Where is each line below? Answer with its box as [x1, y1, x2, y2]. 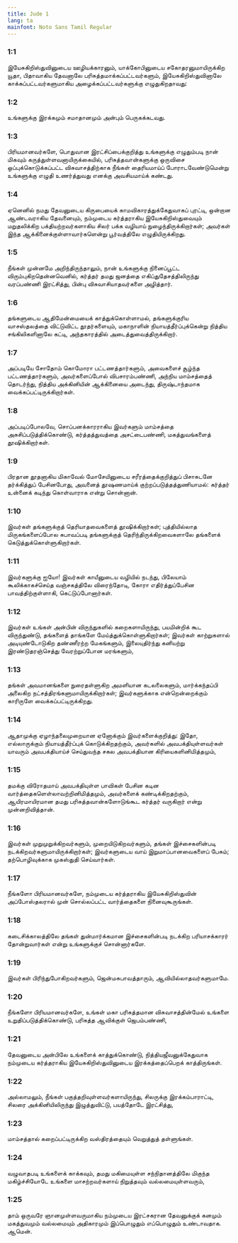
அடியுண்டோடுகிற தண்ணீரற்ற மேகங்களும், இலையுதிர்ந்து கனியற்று [7, 638, 186, 647]
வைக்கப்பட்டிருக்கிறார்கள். [7, 387, 75, 397]
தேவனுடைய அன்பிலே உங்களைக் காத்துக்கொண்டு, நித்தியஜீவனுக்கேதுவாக [7, 1050, 208, 1059]
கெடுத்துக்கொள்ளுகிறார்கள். [7, 538, 81, 547]
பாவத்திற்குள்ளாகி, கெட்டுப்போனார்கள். [7, 589, 113, 597]
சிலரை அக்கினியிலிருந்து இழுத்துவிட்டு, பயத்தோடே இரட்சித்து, [7, 1100, 174, 1108]
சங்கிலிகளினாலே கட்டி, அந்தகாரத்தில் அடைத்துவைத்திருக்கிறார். [7, 330, 178, 339]
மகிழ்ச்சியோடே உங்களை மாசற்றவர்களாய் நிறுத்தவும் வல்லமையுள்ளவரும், [7, 1176, 205, 1185]
